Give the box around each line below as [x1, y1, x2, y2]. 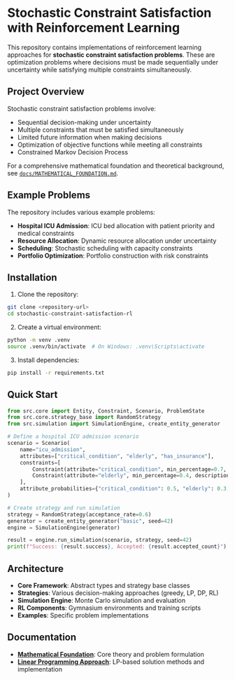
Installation [7, 272, 57, 284]
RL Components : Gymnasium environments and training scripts [17, 604, 201, 612]
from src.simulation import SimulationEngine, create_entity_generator [7, 420, 220, 427]
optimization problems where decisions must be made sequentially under [7, 58, 219, 66]
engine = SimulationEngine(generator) [7, 524, 120, 531]
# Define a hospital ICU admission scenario [7, 433, 139, 440]
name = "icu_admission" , [20, 446, 86, 453]
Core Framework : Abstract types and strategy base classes [17, 581, 190, 589]
